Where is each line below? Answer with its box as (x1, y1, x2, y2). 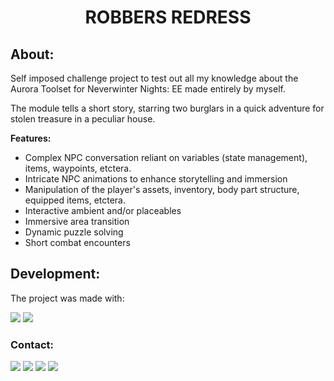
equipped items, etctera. (24, 194, 127, 206)
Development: (10, 266, 101, 283)
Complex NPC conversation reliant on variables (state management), (24, 152, 308, 163)
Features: (10, 132, 52, 144)
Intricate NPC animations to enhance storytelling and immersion (24, 173, 288, 185)
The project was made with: (10, 292, 125, 304)
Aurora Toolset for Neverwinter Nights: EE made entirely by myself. (10, 83, 286, 95)
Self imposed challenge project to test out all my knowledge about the (10, 72, 299, 84)
